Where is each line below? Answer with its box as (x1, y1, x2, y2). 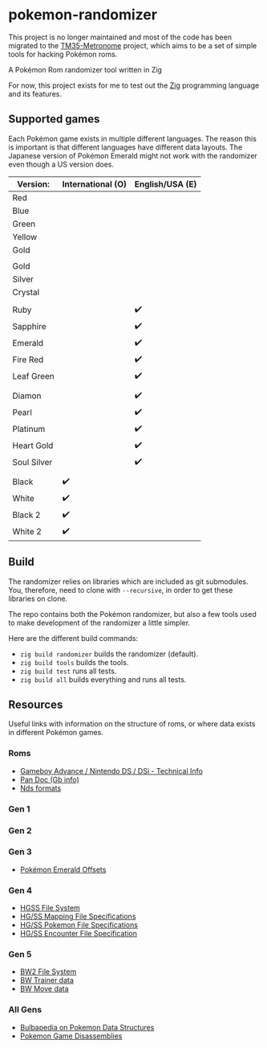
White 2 (12, 526, 42, 537)
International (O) (62, 179, 127, 190)
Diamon (12, 390, 42, 401)
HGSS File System (19, 903, 80, 913)
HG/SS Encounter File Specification (19, 929, 138, 939)
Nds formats (19, 783, 62, 793)
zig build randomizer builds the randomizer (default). (19, 649, 199, 659)
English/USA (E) (134, 179, 197, 190)
